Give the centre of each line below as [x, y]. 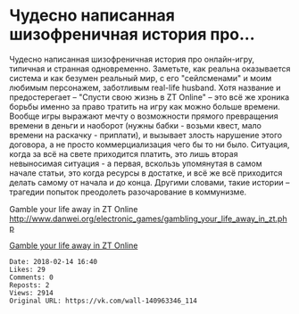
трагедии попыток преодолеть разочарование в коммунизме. [128, 192]
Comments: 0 [31, 277]
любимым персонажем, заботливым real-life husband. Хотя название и [145, 87]
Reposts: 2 [29, 285]
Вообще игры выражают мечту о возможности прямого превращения [144, 116]
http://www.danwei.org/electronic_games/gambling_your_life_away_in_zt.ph [148, 219]
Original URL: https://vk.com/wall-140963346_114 [104, 301]
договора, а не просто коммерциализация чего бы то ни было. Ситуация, [149, 145]
